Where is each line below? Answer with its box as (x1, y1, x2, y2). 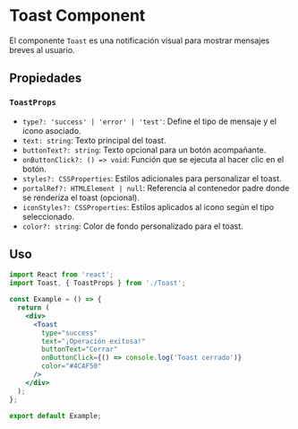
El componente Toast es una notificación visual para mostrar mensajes (9, 35, 270, 46)
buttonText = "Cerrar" (41, 345, 118, 355)
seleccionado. (21, 211, 74, 222)
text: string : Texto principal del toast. (21, 135, 166, 145)
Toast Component (9, 5, 146, 26)
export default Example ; (9, 411, 102, 420)
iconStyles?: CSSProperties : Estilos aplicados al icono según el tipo (21, 201, 275, 212)
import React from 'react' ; (9, 270, 115, 279)
